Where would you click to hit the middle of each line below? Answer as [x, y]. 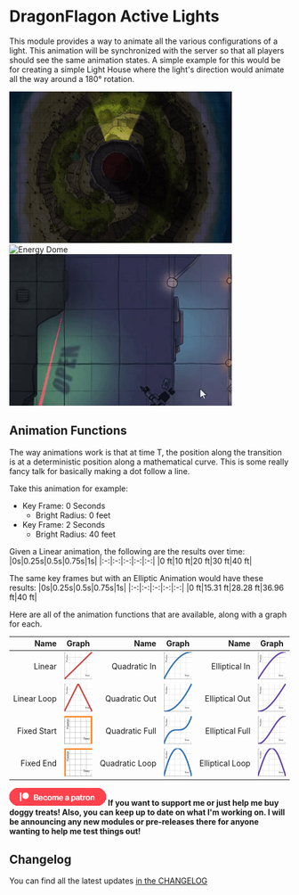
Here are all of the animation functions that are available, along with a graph [148, 614]
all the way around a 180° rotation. [72, 78]
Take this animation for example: [69, 489]
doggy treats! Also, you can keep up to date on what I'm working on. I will [147, 812]
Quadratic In [134, 667]
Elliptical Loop [225, 763]
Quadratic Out [131, 699]
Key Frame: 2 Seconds [63, 524]
